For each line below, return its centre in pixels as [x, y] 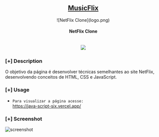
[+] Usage [17, 90]
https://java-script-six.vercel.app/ [47, 106]
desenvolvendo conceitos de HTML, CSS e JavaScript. [61, 77]
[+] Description [24, 61]
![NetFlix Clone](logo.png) [83, 20]
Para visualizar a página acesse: [48, 101]
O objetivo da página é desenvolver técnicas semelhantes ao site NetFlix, [80, 72]
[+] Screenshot [24, 119]
